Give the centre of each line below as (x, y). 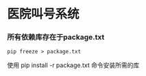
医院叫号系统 (44, 14)
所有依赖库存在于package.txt (56, 37)
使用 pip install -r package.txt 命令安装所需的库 (73, 65)
